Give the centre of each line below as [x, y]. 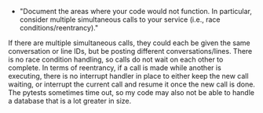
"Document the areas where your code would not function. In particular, [136, 11]
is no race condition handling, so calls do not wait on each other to [116, 59]
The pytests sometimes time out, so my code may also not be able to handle [131, 92]
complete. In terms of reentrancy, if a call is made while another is [115, 68]
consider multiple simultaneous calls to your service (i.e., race [120, 19]
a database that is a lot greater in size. [70, 101]
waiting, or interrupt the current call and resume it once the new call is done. [131, 84]
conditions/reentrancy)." [59, 28]
